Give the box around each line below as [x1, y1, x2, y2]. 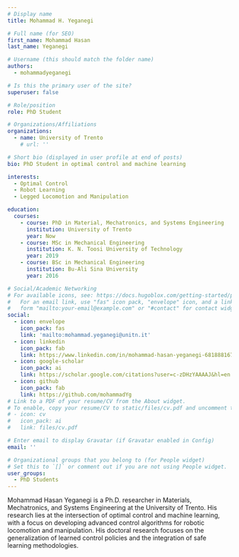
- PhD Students [14, 477, 59, 484]
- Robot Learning [14, 187, 65, 194]
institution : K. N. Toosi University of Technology [26, 246, 183, 253]
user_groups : [7, 469, 46, 477]
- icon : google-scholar [14, 358, 84, 365]
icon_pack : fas [20, 325, 65, 332]
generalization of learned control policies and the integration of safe [7, 533, 207, 542]
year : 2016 [26, 272, 59, 279]
